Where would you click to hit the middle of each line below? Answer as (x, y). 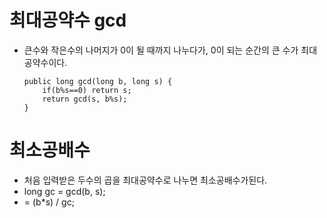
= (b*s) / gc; (49, 202)
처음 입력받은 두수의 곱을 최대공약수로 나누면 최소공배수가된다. (145, 180)
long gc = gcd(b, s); (64, 191)
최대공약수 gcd (68, 20)
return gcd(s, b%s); (85, 99)
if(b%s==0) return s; (87, 90)
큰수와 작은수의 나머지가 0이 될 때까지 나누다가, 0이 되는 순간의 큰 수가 (161, 50)
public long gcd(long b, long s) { (98, 81)
